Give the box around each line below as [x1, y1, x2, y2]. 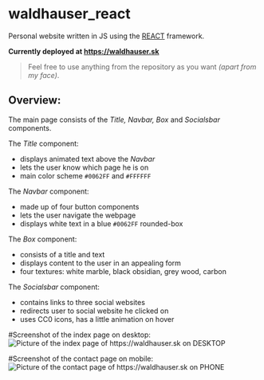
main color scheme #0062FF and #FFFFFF [19, 170, 152, 180]
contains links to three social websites [19, 297, 146, 307]
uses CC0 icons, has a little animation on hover [19, 314, 175, 323]
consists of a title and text [19, 249, 105, 259]
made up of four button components [19, 202, 140, 211]
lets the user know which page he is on [19, 163, 149, 172]
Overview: [8, 93, 61, 108]
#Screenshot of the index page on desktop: [8, 330, 152, 339]
